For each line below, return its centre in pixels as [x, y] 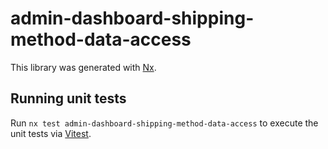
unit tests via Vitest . [51, 133]
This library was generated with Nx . [83, 67]
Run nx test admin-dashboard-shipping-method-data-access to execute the [164, 123]
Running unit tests [68, 98]
